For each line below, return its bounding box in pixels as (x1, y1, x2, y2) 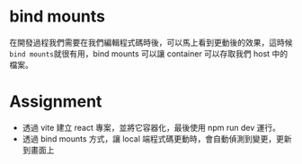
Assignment (9, 91, 102, 112)
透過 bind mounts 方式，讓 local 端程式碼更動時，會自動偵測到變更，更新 (22, 133, 292, 144)
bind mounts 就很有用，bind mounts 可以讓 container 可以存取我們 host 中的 (9, 47, 289, 59)
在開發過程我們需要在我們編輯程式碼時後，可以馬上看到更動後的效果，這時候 (9, 37, 293, 47)
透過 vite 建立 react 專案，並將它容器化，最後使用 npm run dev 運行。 (22, 122, 281, 133)
